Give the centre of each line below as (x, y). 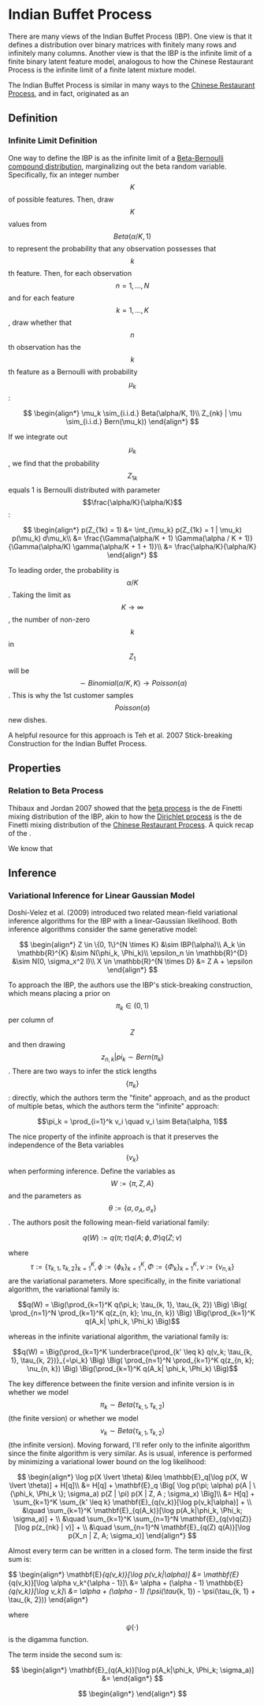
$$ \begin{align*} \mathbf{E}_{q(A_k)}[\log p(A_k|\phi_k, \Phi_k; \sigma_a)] (132, 1670)
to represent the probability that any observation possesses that (112, 248)
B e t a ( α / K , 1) (132, 236)
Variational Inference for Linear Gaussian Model (102, 895)
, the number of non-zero (49, 619)
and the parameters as (45, 1196)
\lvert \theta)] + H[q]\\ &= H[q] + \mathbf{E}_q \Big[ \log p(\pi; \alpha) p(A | (130, 1485)
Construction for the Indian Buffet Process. (78, 743)
